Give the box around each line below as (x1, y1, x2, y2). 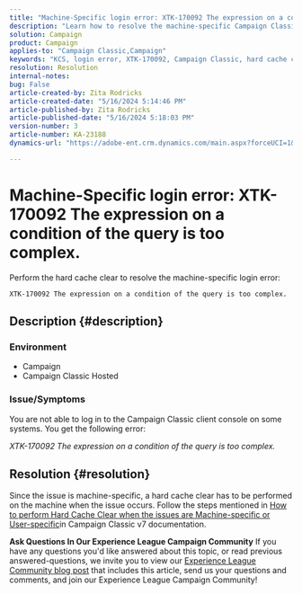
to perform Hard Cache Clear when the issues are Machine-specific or (9, 510, 271, 520)
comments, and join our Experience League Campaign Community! (9, 574, 258, 585)
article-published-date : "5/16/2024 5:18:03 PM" (9, 113, 195, 122)
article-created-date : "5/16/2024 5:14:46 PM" (9, 96, 187, 106)
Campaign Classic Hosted (22, 370, 119, 382)
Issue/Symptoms (9, 393, 85, 405)
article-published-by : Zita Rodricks (9, 105, 151, 114)
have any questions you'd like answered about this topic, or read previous (9, 545, 283, 557)
